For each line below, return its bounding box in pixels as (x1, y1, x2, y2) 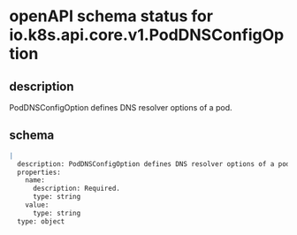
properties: (17, 168, 62, 177)
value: (25, 201, 49, 209)
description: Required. (32, 184, 121, 193)
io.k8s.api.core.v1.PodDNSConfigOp (9, 25, 285, 45)
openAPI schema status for (9, 6, 214, 27)
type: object (17, 216, 65, 226)
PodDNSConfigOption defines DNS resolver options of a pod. (9, 102, 232, 112)
